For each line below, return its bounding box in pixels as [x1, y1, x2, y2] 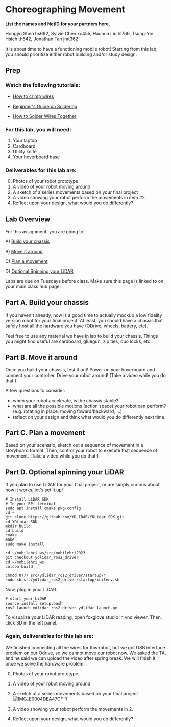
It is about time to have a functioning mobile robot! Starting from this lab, [5, 46, 158, 52]
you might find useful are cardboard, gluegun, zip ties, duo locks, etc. [5, 338, 152, 344]
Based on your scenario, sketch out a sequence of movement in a [5, 442, 143, 448]
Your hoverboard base [12, 154, 60, 160]
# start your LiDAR [5, 596, 47, 601]
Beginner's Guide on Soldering [12, 103, 78, 109]
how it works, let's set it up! [5, 487, 63, 493]
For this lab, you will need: [5, 126, 71, 133]
